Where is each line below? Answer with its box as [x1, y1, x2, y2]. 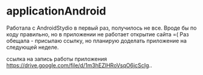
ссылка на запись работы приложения [6, 55, 107, 62]
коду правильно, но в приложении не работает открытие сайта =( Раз [6, 30, 189, 37]
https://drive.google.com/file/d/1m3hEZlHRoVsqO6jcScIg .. [6, 62, 152, 69]
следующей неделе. [6, 44, 59, 51]
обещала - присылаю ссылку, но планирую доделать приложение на [6, 37, 187, 44]
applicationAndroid [6, 4, 107, 18]
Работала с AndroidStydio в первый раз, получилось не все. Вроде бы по [6, 24, 197, 31]
